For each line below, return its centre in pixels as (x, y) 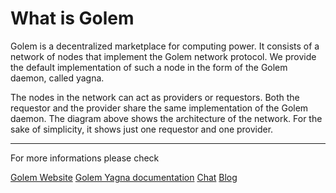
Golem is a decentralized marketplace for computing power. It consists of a (165, 46)
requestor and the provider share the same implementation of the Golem (159, 108)
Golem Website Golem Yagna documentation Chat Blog (124, 177)
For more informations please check (85, 158)
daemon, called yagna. (57, 78)
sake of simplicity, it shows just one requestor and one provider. (142, 129)
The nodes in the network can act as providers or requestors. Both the (155, 97)
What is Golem (72, 18)
